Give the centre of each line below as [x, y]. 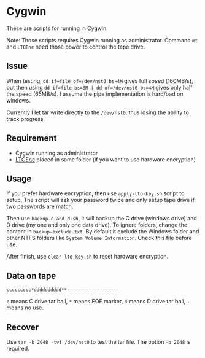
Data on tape [31, 275]
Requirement [32, 138]
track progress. [25, 119]
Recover [23, 327]
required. [18, 348]
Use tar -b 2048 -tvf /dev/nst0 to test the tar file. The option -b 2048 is [99, 342]
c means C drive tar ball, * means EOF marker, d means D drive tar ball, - [98, 302]
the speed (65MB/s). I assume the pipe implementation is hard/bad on [95, 94]
